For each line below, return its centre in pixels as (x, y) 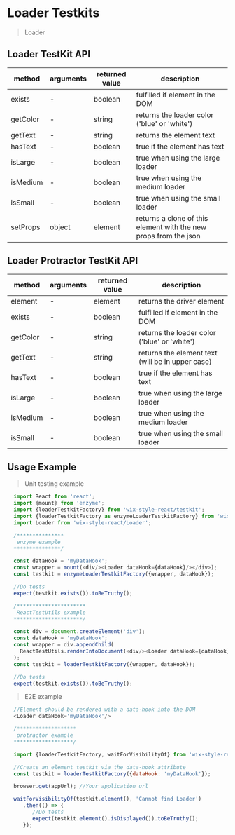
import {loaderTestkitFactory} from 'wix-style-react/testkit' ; (109, 510)
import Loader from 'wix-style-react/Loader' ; (83, 523)
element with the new (171, 227)
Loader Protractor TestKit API (73, 261)
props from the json (168, 236)
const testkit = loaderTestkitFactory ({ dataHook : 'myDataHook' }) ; (112, 774)
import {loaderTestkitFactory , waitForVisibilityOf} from (100, 754)
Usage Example (42, 467)
